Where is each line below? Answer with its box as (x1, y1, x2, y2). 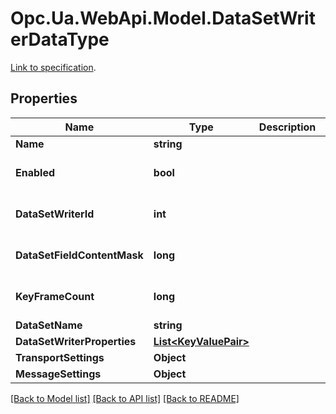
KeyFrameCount (15, 289, 95, 303)
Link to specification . (10, 61, 97, 73)
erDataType (10, 28, 110, 51)
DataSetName (15, 318, 83, 332)
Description (258, 120, 317, 134)
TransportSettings (15, 350, 105, 364)
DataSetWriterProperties (15, 334, 137, 348)
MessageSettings (15, 367, 102, 381)
